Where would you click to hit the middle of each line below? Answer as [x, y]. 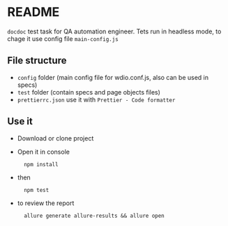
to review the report [46, 203]
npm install [41, 164]
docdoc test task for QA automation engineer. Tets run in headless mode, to [114, 31]
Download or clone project [55, 138]
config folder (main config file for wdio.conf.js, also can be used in [113, 77]
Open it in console [43, 152]
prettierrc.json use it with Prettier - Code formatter [96, 99]
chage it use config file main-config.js [63, 38]
